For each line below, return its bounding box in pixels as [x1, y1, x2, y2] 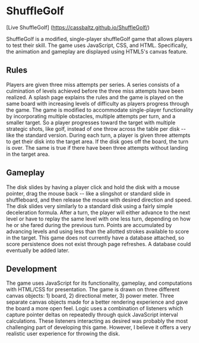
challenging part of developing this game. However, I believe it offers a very [6, 324, 191, 331]
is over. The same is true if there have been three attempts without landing [6, 144, 188, 151]
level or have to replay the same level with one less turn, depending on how [6, 215, 191, 222]
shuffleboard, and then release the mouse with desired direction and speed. [6, 196, 192, 203]
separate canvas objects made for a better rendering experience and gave [6, 298, 188, 306]
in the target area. [6, 150, 50, 158]
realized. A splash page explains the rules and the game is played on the [6, 93, 184, 100]
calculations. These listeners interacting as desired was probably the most [6, 317, 188, 325]
